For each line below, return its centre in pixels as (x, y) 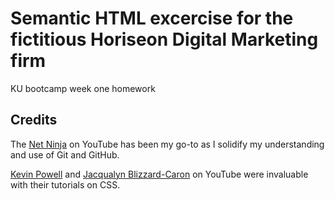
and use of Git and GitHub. (65, 154)
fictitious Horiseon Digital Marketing (164, 39)
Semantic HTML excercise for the (152, 18)
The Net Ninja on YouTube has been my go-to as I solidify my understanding (167, 144)
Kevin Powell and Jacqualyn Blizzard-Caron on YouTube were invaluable (159, 174)
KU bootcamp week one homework (83, 88)
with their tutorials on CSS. (65, 184)
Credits (34, 120)
